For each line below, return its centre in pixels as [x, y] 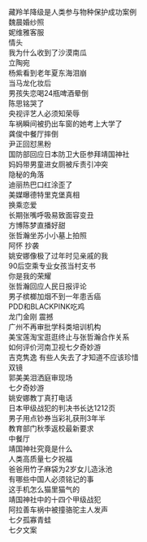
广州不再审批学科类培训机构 [55, 327]
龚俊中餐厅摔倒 [33, 134]
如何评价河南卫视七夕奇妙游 [55, 347]
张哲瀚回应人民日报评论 [48, 286]
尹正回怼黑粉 [30, 144]
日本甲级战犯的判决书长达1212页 [62, 408]
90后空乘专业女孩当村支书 [52, 266]
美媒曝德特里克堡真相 [44, 195]
